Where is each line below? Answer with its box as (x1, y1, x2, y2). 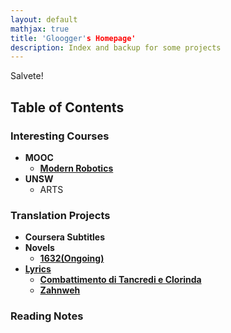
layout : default (10, 14, 78, 25)
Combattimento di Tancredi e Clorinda (39, 274, 202, 286)
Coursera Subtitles (24, 231, 106, 243)
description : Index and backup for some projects (10, 42, 222, 53)
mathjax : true (10, 24, 70, 34)
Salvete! (10, 70, 44, 82)
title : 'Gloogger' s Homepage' (10, 33, 137, 43)
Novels (24, 242, 55, 254)
